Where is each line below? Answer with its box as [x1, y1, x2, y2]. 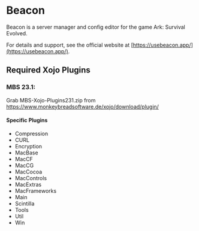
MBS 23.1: [6, 83, 36, 92]
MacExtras [14, 181, 42, 188]
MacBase [14, 149, 38, 156]
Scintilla [14, 200, 35, 207]
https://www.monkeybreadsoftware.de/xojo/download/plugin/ [6, 103, 159, 110]
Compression [14, 130, 49, 137]
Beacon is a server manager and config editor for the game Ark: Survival [6, 23, 186, 31]
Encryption [14, 142, 43, 150]
